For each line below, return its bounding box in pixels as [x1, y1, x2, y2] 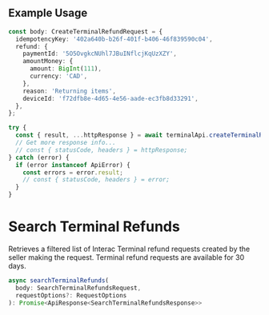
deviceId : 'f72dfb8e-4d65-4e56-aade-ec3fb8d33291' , [22, 94, 199, 102]
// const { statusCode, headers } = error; [22, 176, 171, 184]
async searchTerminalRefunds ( [8, 277, 110, 285]
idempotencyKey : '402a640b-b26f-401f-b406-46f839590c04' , [15, 35, 214, 43]
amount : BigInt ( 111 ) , [29, 65, 102, 73]
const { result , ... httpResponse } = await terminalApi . [15, 131, 210, 139]
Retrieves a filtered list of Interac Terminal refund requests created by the [8, 244, 251, 253]
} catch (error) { [8, 154, 70, 161]
